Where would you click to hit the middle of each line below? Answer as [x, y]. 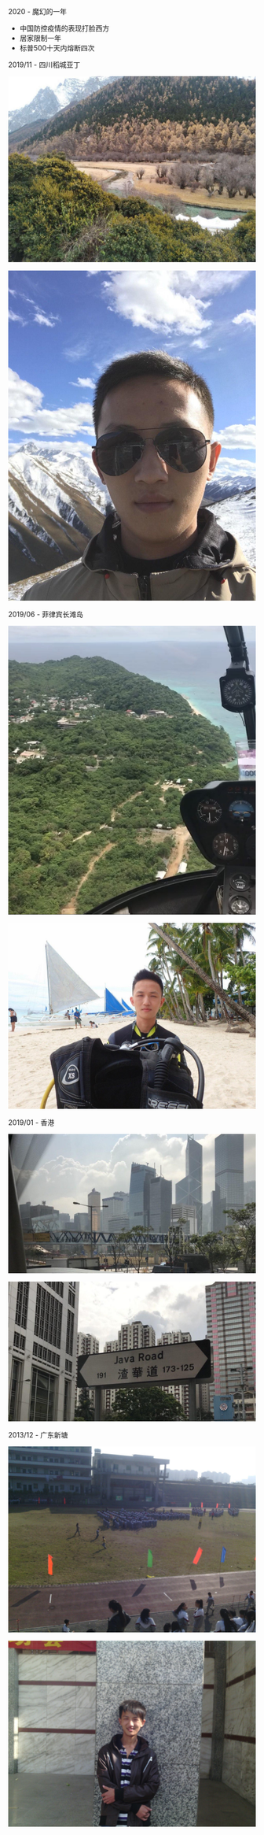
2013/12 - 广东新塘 [38, 1434]
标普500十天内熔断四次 [57, 48]
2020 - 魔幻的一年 [38, 11]
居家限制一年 [40, 38]
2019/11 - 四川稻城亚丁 [44, 65]
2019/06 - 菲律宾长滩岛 [46, 614]
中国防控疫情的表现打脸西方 [64, 28]
